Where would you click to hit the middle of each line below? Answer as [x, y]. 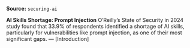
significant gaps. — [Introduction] [48, 39]
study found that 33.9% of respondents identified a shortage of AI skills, [95, 26]
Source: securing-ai [32, 9]
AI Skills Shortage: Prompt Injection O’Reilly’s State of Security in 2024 [95, 20]
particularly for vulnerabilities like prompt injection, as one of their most [94, 33]
